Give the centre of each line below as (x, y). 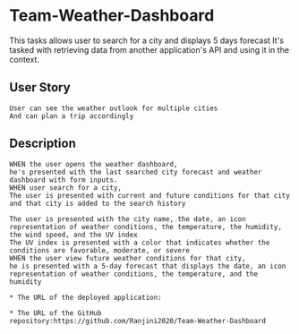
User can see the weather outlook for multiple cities (114, 108)
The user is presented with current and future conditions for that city (150, 195)
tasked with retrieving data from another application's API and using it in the (149, 49)
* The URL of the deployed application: (86, 297)
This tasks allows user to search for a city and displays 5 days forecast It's (147, 40)
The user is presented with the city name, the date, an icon (128, 219)
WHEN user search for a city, (66, 188)
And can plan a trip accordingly (72, 116)
